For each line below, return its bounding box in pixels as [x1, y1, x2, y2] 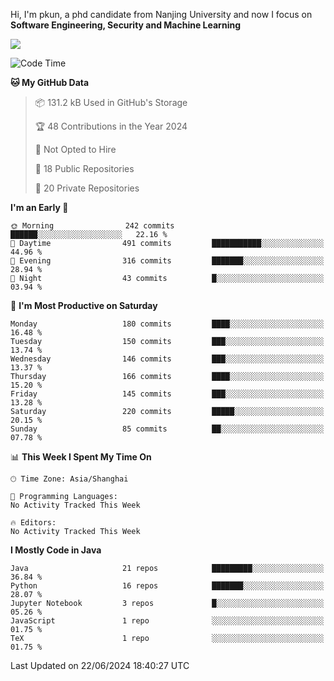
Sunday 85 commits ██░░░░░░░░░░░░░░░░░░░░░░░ [10, 424, 325, 434]
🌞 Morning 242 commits [10, 221, 175, 231]
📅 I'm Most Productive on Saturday [10, 300, 158, 311]
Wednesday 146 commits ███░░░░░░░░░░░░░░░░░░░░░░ [10, 354, 325, 364]
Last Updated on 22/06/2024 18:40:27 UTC [10, 660, 190, 671]
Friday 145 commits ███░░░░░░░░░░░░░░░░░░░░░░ [10, 389, 325, 399]
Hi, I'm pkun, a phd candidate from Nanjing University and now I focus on [10, 9, 313, 20]
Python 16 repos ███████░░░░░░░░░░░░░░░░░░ [10, 581, 325, 591]
